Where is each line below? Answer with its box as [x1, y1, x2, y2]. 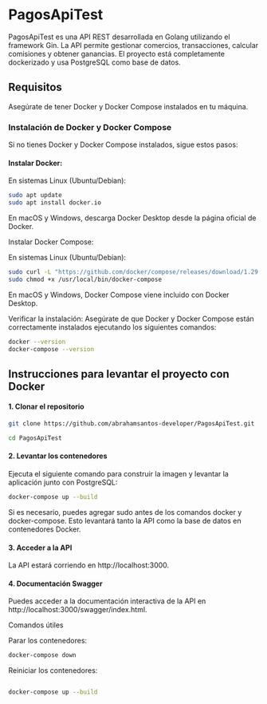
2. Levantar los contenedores [8, 451, 108, 461]
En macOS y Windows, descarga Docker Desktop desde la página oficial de [8, 213, 257, 223]
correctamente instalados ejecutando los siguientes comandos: [8, 322, 217, 332]
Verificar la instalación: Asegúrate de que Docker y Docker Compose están [8, 314, 255, 323]
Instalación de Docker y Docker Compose [8, 121, 172, 132]
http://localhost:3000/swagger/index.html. [8, 605, 147, 615]
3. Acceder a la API [8, 543, 73, 552]
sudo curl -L [8, 268, 52, 276]
